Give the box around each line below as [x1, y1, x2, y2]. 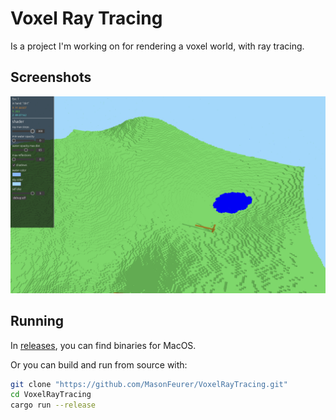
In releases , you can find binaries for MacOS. [10, 339, 197, 351]
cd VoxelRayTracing [10, 390, 92, 400]
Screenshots [10, 69, 92, 86]
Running [10, 313, 65, 330]
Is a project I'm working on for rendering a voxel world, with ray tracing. [10, 40, 305, 52]
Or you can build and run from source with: [10, 358, 188, 371]
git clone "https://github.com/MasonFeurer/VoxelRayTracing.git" [10, 379, 288, 389]
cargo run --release [10, 400, 97, 411]
